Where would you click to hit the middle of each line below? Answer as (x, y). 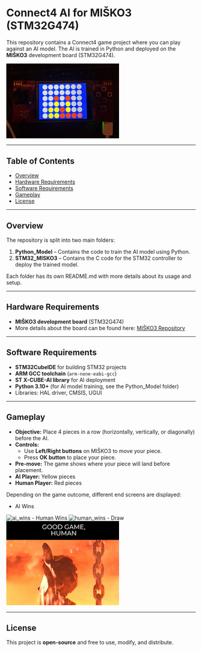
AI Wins (24, 506)
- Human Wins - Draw (78, 518)
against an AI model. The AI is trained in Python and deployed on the (91, 49)
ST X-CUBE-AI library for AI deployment (65, 380)
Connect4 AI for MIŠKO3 (69, 13)
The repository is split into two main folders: (61, 240)
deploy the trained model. (47, 265)
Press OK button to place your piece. (70, 457)
